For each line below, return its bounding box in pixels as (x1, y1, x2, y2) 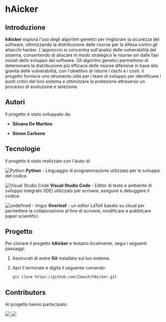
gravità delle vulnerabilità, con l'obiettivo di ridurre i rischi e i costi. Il (5, 68, 144, 74)
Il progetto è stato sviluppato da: (5, 111, 71, 117)
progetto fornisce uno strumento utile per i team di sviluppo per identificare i (5, 73, 161, 79)
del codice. (5, 172, 28, 179)
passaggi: (5, 246, 25, 252)
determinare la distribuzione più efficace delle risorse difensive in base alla (5, 63, 158, 68)
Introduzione (5, 23, 46, 32)
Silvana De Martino (12, 120, 53, 127)
